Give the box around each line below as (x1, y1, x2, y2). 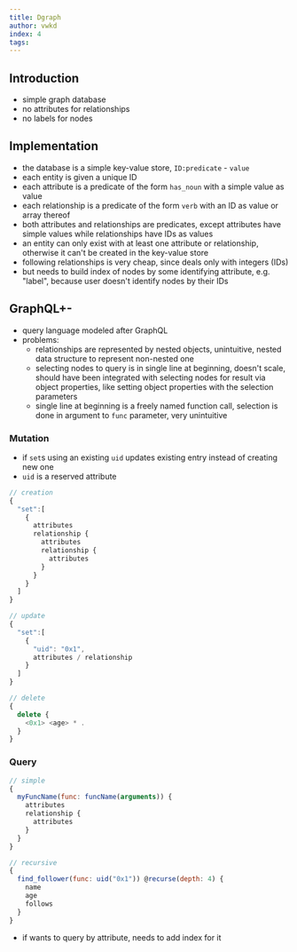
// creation (9, 488, 53, 497)
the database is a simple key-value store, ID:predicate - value (21, 162, 250, 173)
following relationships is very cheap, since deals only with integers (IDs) (21, 257, 289, 267)
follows (25, 899, 53, 908)
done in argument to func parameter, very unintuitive (35, 409, 228, 420)
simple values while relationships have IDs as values (21, 228, 214, 239)
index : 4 (9, 29, 42, 38)
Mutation (9, 432, 50, 444)
